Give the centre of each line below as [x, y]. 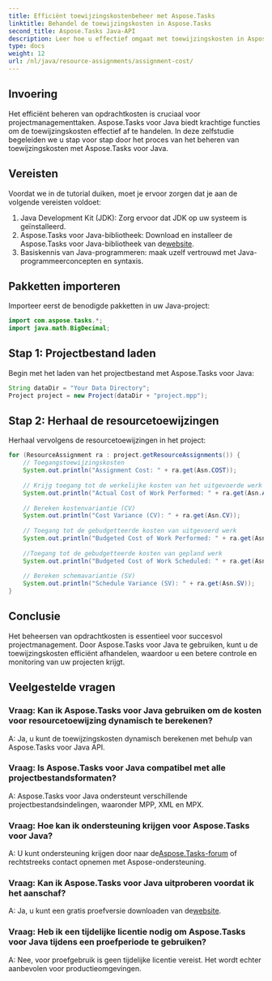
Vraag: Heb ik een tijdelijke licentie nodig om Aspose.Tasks [127, 932]
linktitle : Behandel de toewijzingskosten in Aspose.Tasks [110, 24]
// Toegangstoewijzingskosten [74, 463]
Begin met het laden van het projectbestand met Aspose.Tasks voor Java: [132, 373]
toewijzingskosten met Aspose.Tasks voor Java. [88, 148]
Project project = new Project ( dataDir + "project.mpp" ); [108, 395]
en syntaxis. [123, 261]
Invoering [33, 94]
